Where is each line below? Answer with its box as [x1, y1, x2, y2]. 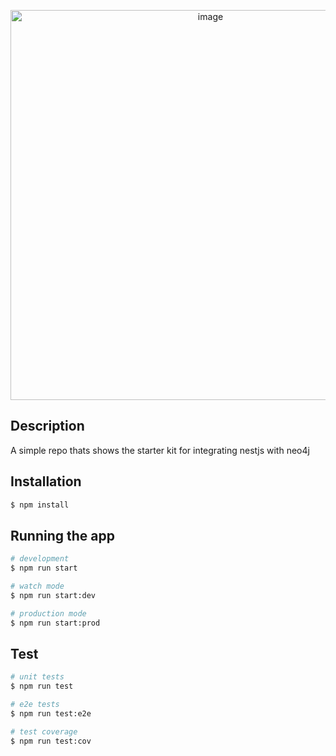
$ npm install [10, 500, 70, 510]
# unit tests [10, 672, 65, 682]
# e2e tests [10, 700, 60, 710]
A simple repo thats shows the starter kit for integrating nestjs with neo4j [10, 444, 310, 456]
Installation [10, 473, 82, 490]
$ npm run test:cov [10, 736, 92, 746]
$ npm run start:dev [10, 590, 97, 600]
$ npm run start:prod [10, 618, 101, 628]
